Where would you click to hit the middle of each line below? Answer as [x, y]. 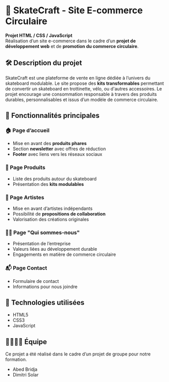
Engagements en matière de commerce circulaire [64, 254]
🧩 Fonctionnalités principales [52, 116]
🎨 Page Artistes [25, 197]
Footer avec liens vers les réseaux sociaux [58, 154]
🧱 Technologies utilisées [45, 303]
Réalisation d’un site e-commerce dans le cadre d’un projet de [71, 41]
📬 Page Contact [26, 268]
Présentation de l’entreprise [41, 244]
